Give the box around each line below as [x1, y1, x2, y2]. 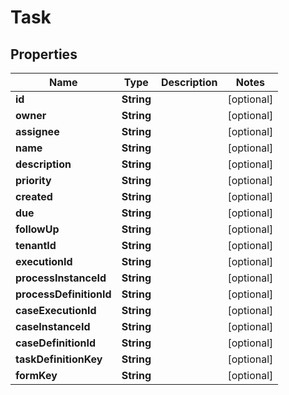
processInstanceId [15, 271, 107, 285]
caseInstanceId [15, 320, 91, 333]
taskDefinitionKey [15, 352, 103, 366]
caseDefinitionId [15, 336, 97, 350]
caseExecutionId [15, 304, 97, 317]
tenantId [15, 239, 57, 252]
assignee [15, 125, 60, 138]
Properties [10, 46, 78, 63]
